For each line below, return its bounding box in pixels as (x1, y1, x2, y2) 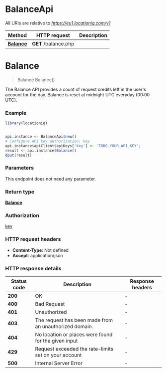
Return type (5, 188, 35, 195)
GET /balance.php (32, 40, 75, 47)
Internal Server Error (35, 360, 83, 367)
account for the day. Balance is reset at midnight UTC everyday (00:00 (5, 91, 150, 98)
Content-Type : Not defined (12, 247, 69, 253)
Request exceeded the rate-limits (35, 345, 113, 352)
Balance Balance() (17, 76, 55, 83)
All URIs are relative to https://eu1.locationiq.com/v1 (5, 20, 111, 26)
